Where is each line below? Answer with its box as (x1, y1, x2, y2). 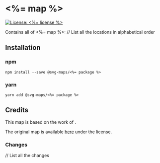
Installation (5, 43, 41, 52)
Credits (5, 106, 29, 114)
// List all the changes (5, 153, 50, 159)
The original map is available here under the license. (5, 129, 112, 135)
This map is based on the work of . (5, 119, 76, 125)
